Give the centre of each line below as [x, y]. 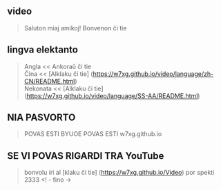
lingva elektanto [42, 50]
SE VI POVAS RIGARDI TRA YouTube [86, 156]
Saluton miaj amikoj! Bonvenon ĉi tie [75, 28]
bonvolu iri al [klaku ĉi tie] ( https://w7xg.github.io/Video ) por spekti [119, 173]
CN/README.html [49, 81]
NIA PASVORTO [41, 118]
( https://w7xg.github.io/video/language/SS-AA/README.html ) [112, 95]
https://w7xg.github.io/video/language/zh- [153, 74]
